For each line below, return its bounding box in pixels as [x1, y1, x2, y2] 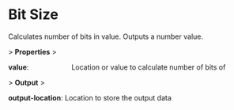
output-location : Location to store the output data [8, 93, 172, 102]
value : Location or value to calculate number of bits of [8, 62, 226, 72]
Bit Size [8, 6, 59, 24]
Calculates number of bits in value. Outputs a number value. [8, 32, 204, 41]
